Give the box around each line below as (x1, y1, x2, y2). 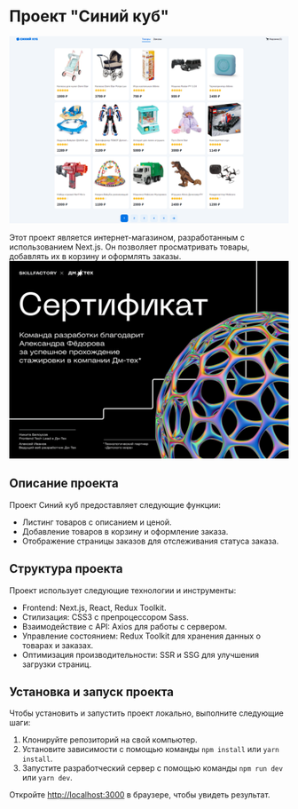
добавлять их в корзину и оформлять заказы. (9, 250, 182, 261)
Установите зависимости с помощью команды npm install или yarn (21, 744, 279, 755)
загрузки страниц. (21, 659, 91, 670)
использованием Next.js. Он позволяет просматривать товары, (9, 242, 250, 252)
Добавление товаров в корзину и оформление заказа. (21, 526, 229, 536)
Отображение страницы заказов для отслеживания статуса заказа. (21, 535, 279, 546)
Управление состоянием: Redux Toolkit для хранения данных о (21, 631, 262, 641)
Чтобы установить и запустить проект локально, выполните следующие (9, 708, 284, 718)
